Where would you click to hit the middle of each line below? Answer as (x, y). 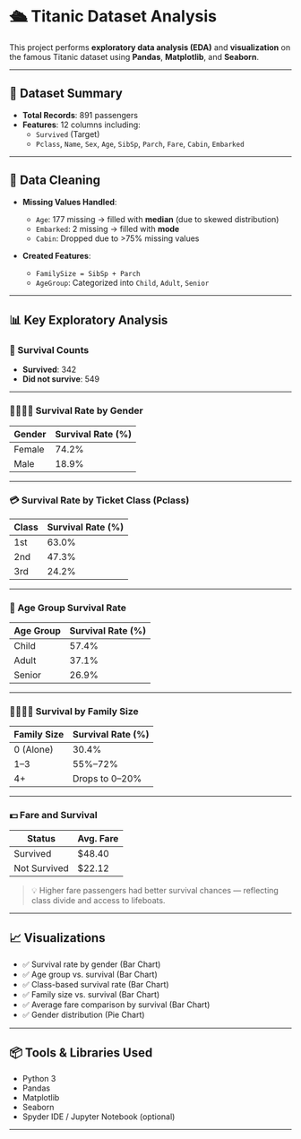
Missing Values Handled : (69, 202)
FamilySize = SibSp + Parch (88, 273)
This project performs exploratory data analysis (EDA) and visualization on (150, 47)
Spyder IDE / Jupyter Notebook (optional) (99, 1117)
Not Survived (41, 867)
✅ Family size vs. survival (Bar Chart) (91, 994)
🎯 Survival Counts (49, 349)
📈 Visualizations (57, 938)
